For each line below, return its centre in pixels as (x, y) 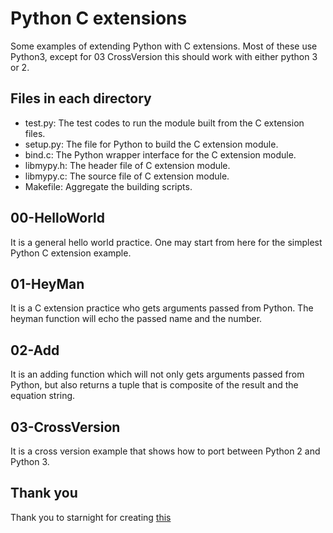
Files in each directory (81, 98)
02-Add (35, 350)
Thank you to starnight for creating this (91, 517)
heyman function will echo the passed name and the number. (136, 319)
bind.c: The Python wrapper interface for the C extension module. (160, 154)
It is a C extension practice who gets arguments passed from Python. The (162, 308)
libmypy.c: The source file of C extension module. (127, 176)
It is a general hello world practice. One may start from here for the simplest (166, 242)
